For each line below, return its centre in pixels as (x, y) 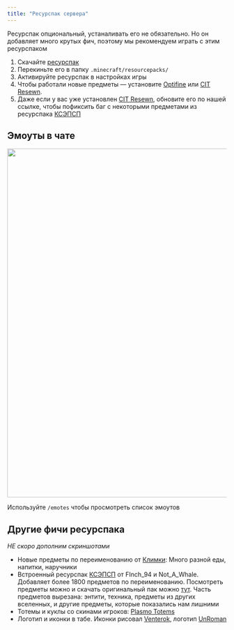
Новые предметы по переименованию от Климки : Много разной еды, (122, 560)
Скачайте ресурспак (48, 62)
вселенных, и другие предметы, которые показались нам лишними (118, 604)
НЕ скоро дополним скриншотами (58, 546)
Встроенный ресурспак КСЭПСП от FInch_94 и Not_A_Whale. (108, 575)
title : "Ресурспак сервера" (48, 14)
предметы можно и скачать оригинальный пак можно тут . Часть (114, 590)
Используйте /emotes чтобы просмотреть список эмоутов (94, 507)
